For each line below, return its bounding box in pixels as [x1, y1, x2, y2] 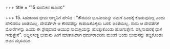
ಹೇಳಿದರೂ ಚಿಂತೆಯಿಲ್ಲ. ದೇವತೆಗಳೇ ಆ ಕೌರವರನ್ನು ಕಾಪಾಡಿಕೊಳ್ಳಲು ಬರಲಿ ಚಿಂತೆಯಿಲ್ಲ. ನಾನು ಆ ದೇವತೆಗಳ [5, 20, 160, 26]
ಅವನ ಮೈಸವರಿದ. [5, 38, 32, 43]
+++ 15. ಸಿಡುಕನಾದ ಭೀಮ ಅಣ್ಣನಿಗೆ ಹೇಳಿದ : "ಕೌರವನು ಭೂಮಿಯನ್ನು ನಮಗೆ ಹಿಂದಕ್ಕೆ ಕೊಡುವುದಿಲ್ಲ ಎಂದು [5, 15, 165, 20]
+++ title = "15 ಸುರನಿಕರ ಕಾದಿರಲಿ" [5, 5, 65, 10]
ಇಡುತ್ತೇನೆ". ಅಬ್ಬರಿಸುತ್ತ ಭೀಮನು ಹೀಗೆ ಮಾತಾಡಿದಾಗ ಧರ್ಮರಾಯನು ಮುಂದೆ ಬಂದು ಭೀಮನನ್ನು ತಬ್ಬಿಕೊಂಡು [5, 32, 163, 38]
